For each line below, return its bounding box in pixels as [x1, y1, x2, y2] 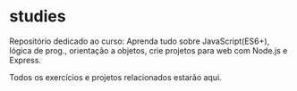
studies [9, 6, 66, 27]
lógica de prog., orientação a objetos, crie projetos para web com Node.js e [9, 45, 288, 55]
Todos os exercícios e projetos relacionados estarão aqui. [9, 71, 222, 82]
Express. [9, 54, 42, 65]
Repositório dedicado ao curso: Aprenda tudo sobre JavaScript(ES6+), [9, 36, 270, 46]
